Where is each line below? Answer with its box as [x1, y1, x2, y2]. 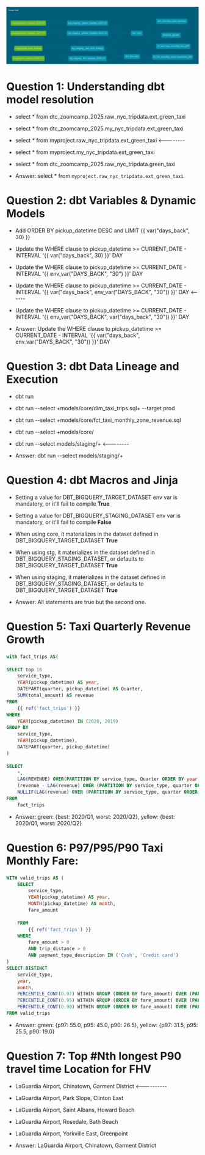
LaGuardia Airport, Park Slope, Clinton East [15, 1094, 124, 1101]
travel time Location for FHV [6, 1062, 152, 1076]
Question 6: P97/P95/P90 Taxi [6, 841, 164, 855]
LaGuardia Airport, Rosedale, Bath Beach [15, 1118, 118, 1125]
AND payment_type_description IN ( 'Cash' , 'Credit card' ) [28, 952, 179, 959]
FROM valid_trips [6, 1010, 51, 1017]
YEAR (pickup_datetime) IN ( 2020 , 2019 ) [17, 718, 119, 725]
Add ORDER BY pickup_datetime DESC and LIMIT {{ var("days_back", [15, 227, 190, 234]
